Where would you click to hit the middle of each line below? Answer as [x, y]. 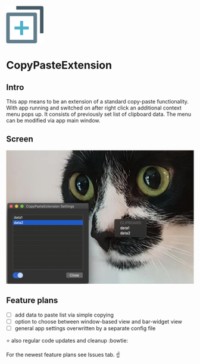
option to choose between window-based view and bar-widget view [99, 321]
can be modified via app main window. [53, 120]
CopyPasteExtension [59, 65]
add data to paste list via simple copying [64, 315]
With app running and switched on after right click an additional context [94, 108]
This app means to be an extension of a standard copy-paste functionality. [98, 101]
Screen [20, 139]
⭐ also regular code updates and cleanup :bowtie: [67, 340]
